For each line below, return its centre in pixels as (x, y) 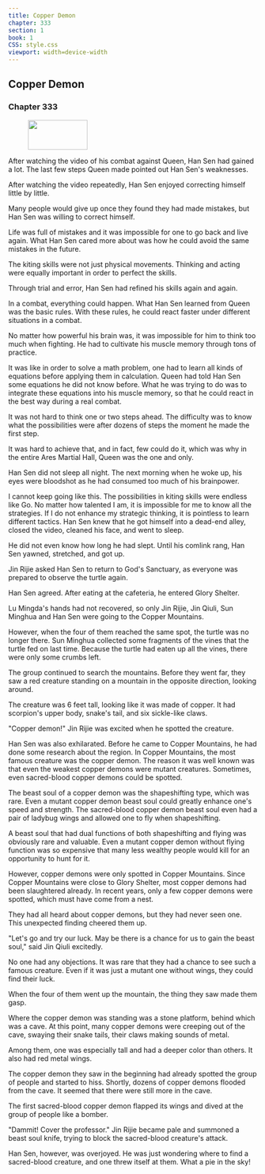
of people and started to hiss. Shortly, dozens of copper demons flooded (127, 1082)
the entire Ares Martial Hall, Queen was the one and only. (101, 457)
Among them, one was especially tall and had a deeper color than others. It (131, 1050)
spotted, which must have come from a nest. (81, 899)
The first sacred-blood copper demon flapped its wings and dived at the (126, 1106)
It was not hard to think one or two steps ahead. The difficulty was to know (130, 416)
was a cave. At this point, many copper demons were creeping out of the (127, 1026)
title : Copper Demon (42, 15)
